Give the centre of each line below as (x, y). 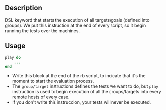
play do (13, 57)
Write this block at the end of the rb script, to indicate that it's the (79, 76)
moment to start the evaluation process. (53, 81)
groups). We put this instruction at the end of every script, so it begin (76, 25)
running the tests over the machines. (43, 30)
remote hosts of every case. (41, 97)
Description (24, 8)
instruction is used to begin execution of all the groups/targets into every (86, 92)
